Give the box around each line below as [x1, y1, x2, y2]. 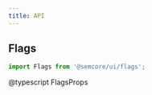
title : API [8, 11, 45, 20]
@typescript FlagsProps [8, 77, 88, 87]
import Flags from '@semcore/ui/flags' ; [8, 63, 146, 71]
